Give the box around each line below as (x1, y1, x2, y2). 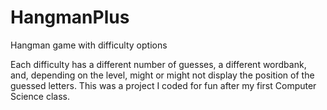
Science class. (10, 90, 70, 102)
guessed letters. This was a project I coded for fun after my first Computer (10, 79, 317, 91)
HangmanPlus (10, 6, 130, 29)
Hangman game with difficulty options (10, 39, 168, 51)
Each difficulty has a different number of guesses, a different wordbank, (10, 58, 307, 70)
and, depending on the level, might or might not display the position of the (10, 69, 315, 81)
